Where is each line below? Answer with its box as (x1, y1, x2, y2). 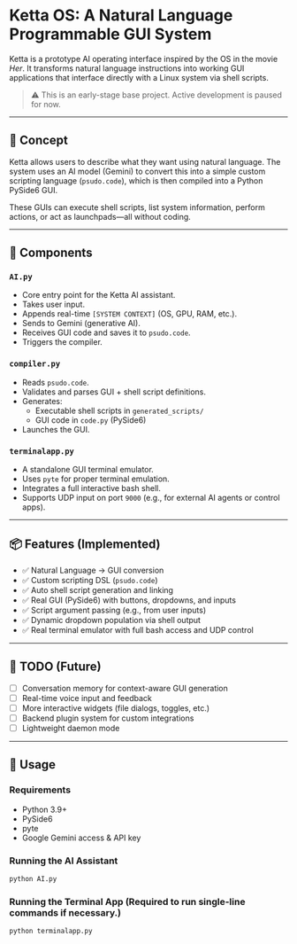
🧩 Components (9, 246, 93, 261)
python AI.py (9, 874, 57, 883)
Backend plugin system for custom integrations (21, 713, 194, 723)
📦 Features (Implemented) (9, 537, 161, 552)
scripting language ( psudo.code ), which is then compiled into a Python (9, 175, 263, 186)
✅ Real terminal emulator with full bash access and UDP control (21, 624, 254, 635)
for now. (30, 98, 62, 109)
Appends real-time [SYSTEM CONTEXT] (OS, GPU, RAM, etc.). (21, 308, 237, 319)
